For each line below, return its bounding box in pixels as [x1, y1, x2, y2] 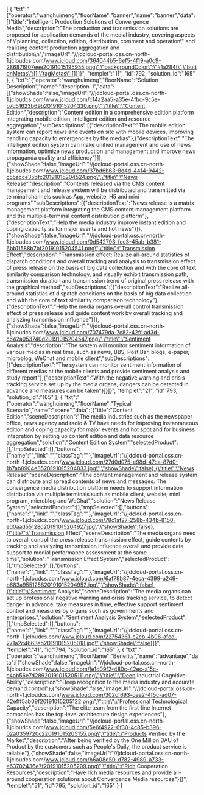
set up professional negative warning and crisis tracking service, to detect [6, 594, 192, 601]
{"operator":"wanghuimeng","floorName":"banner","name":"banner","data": [6, 12, 195, 19]
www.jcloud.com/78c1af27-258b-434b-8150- [61, 517, 176, 523]
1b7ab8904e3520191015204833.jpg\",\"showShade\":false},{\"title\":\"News [6, 465, 194, 472]
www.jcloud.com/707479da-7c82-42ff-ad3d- [45, 329, 160, 336]
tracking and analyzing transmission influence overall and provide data [6, 542, 184, 549]
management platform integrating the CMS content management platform [6, 206, 191, 213]
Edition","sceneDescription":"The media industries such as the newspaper [6, 413, 193, 420]
